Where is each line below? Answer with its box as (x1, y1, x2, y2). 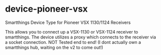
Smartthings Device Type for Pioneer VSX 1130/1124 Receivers (5, 19, 131, 25)
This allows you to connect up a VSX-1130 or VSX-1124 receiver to (5, 29, 138, 35)
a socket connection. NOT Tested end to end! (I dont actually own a (5, 39, 141, 45)
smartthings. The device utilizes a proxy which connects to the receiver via (5, 34, 157, 40)
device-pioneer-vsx (5, 3, 88, 15)
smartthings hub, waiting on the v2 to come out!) (5, 44, 104, 50)
